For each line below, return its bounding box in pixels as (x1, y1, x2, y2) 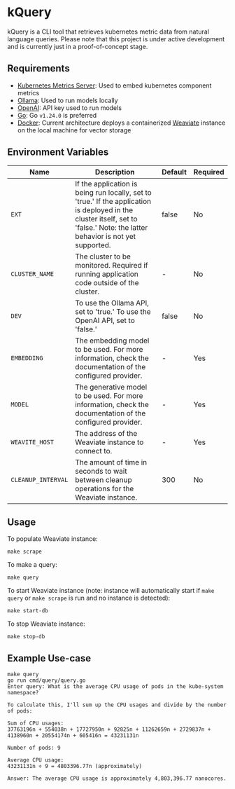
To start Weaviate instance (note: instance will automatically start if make (7, 586, 215, 595)
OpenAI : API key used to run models (17, 103, 122, 112)
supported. (74, 240, 111, 249)
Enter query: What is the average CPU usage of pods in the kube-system (7, 683, 224, 690)
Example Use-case (7, 652, 92, 664)
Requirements (7, 62, 70, 74)
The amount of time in (74, 457, 148, 467)
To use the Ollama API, (74, 298, 149, 308)
